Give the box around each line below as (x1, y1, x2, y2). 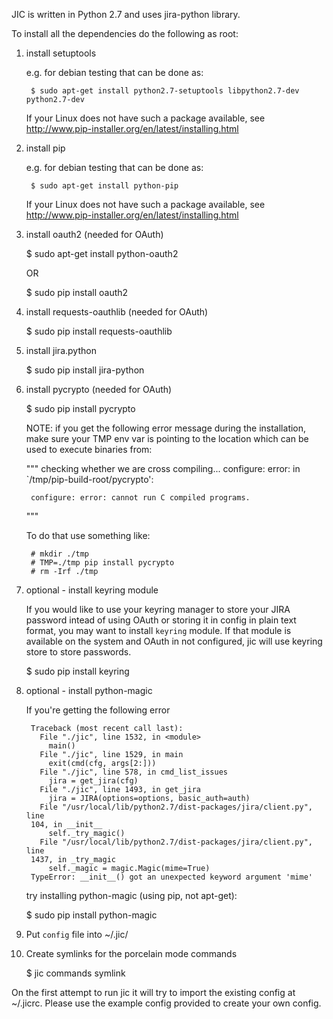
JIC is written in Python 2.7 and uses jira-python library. (11, 9, 241, 20)
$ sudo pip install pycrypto (25, 403, 136, 414)
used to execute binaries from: (25, 444, 153, 455)
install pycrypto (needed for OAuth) (25, 384, 173, 395)
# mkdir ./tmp (30, 549, 90, 559)
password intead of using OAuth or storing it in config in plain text (25, 614, 297, 626)
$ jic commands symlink (25, 967, 126, 979)
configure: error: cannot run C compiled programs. (30, 493, 251, 503)
